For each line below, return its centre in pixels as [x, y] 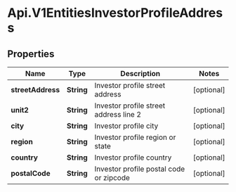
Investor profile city [126, 126]
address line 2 [118, 114]
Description [140, 73]
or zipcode [112, 178]
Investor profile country [133, 158]
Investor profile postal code [140, 169]
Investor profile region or [135, 137]
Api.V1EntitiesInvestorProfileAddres [115, 13]
